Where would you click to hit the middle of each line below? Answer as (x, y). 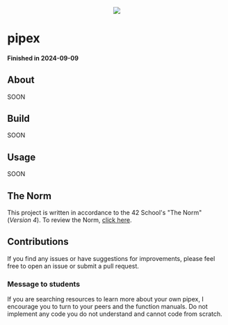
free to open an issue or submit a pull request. (73, 266)
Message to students (44, 284)
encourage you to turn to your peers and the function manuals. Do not (108, 307)
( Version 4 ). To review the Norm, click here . (70, 220)
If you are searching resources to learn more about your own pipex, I (105, 299)
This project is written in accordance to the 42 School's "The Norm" (105, 213)
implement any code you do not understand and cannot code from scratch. (115, 314)
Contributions (38, 242)
